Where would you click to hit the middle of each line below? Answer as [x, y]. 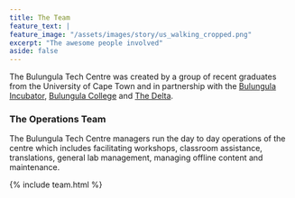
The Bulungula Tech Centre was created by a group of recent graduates [143, 76]
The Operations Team [58, 120]
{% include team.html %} [56, 184]
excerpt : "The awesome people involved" [87, 43]
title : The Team [40, 18]
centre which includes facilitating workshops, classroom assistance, [136, 148]
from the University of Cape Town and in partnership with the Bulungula [143, 86]
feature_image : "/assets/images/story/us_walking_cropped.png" [131, 34]
